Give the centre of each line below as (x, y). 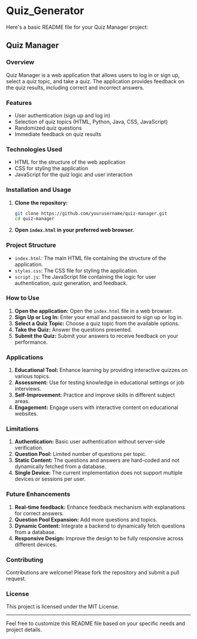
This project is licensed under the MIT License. (63, 607)
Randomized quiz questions (48, 128)
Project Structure (31, 245)
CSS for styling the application (51, 168)
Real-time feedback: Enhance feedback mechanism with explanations (100, 507)
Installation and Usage (39, 190)
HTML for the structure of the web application (70, 162)
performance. (31, 342)
